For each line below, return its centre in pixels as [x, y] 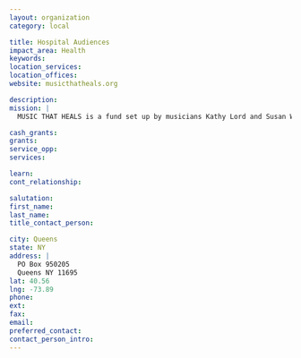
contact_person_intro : [52, 339]
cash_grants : [34, 132]
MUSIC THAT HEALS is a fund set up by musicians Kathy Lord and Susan [152, 116]
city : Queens [34, 239]
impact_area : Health [48, 50]
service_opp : [34, 149]
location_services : [46, 67]
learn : [21, 174]
